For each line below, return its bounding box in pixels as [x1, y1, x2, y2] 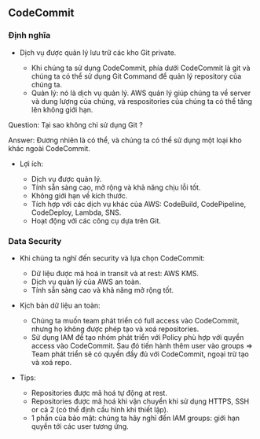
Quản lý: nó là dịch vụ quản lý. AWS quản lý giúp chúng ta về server [31, 88, 251, 98]
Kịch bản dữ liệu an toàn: [19, 301, 101, 310]
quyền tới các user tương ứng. [31, 421, 129, 431]
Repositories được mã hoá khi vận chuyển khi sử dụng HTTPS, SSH [31, 397, 250, 406]
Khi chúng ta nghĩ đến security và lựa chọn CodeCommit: [19, 253, 206, 263]
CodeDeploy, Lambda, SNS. [31, 208, 122, 217]
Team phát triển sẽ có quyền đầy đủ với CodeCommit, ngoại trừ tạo [31, 349, 250, 359]
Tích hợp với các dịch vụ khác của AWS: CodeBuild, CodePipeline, [31, 199, 247, 208]
